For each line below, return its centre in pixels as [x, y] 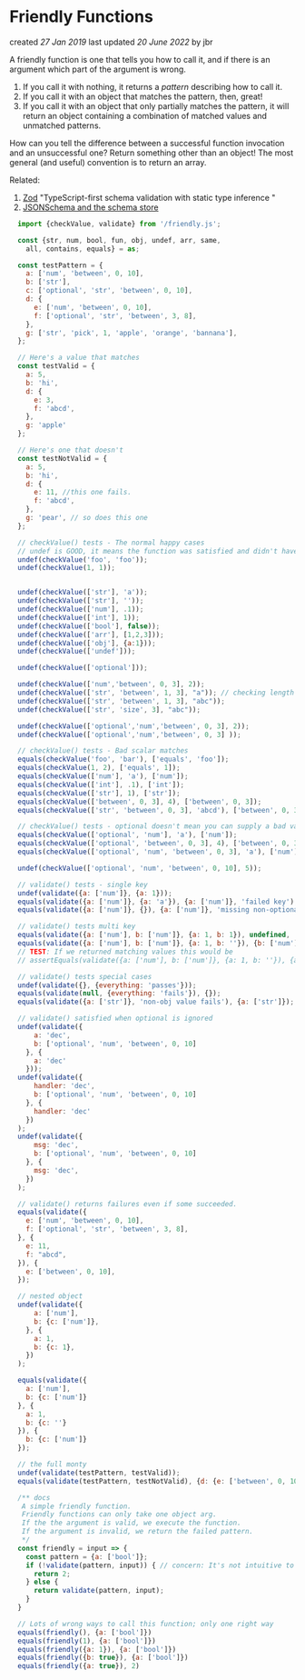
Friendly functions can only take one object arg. [119, 1515]
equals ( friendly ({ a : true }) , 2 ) [79, 1666]
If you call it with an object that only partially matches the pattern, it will [156, 105]
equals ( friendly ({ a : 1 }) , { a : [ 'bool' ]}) [97, 1649]
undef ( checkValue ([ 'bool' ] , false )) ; [89, 626]
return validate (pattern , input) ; [99, 1591]
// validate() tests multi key [77, 926]
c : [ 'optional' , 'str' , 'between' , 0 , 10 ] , [109, 291]
